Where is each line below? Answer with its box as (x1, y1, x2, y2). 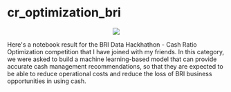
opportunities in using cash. (7, 77, 86, 85)
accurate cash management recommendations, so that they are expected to (7, 62, 223, 70)
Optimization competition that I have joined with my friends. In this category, (7, 47, 225, 56)
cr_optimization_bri (7, 5, 121, 21)
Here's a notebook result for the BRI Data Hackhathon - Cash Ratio (7, 40, 197, 49)
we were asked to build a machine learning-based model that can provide (7, 55, 217, 63)
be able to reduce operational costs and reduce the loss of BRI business (7, 69, 212, 78)
